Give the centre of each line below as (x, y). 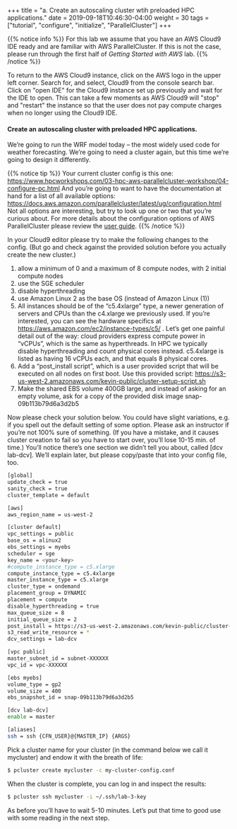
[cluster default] (34, 527)
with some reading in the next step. (59, 818)
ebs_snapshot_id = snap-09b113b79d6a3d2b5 (71, 697)
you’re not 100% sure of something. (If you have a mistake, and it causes (113, 433)
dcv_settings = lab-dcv (42, 639)
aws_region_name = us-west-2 (50, 515)
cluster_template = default (49, 495)
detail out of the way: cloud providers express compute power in (111, 336)
